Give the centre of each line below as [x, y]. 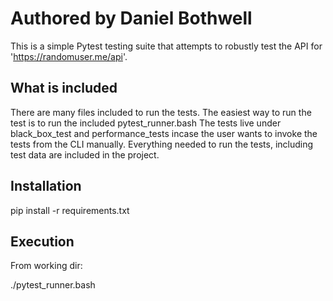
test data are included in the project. [85, 154]
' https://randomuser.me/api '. [69, 56]
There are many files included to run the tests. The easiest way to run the [161, 112]
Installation [46, 186]
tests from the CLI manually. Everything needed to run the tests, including [162, 144]
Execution [42, 241]
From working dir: [46, 266]
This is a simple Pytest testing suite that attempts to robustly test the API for [166, 46]
